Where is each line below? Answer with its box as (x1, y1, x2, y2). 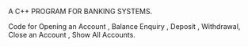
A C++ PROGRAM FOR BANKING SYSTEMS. (8, 7, 153, 16)
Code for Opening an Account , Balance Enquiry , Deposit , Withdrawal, (8, 22, 241, 31)
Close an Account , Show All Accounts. (8, 31, 136, 39)
